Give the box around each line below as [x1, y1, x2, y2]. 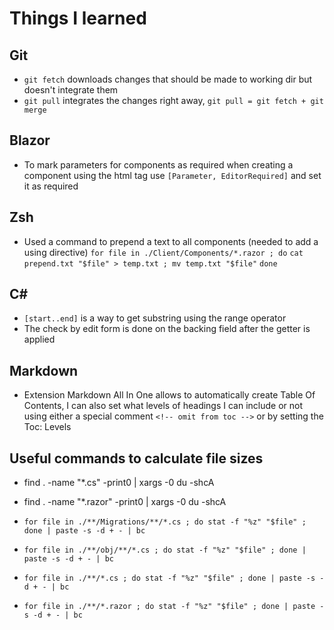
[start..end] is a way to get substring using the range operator [23, 312, 287, 324]
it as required [23, 180, 79, 192]
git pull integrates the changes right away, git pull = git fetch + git [23, 95, 324, 106]
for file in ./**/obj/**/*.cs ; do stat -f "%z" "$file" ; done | [23, 545, 307, 556]
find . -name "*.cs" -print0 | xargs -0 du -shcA [23, 477, 215, 489]
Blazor [9, 132, 51, 149]
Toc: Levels [23, 421, 72, 433]
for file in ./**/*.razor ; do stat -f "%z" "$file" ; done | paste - [23, 602, 325, 612]
